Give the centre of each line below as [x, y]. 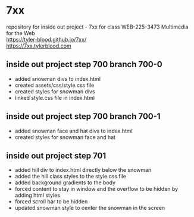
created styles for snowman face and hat [65, 137]
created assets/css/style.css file [54, 85]
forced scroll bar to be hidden [51, 202]
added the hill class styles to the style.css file [71, 177]
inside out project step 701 [56, 155]
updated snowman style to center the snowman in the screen [90, 208]
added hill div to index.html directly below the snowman [83, 170]
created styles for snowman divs [55, 91]
